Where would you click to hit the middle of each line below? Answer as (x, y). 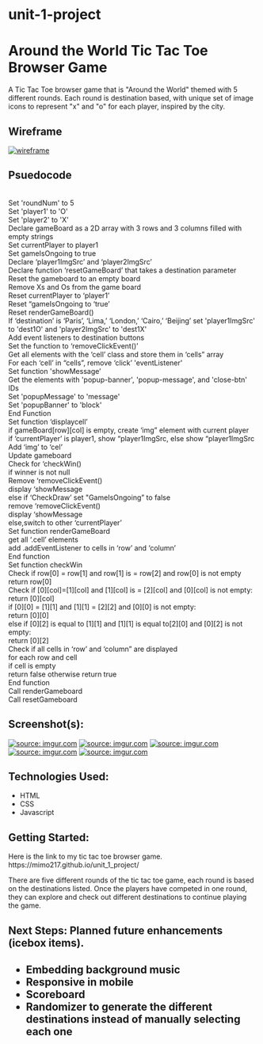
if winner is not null (39, 472)
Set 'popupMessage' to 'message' (64, 396)
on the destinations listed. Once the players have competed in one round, (128, 889)
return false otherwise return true (63, 674)
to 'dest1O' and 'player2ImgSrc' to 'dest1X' (78, 329)
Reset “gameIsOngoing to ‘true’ (59, 303)
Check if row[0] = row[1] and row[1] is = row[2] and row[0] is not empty (125, 573)
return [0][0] (29, 615)
